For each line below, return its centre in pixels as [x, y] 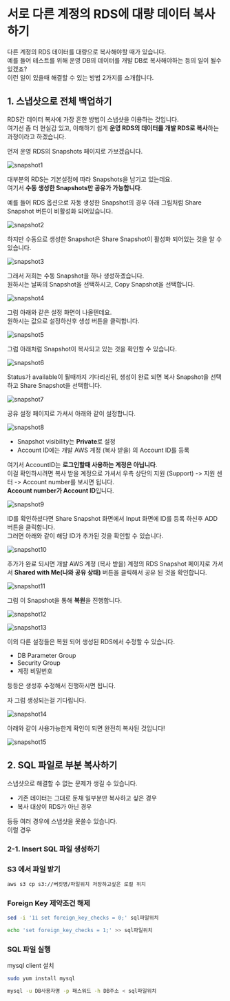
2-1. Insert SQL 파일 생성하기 [54, 849]
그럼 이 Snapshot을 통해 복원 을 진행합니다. [65, 600]
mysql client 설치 [31, 966]
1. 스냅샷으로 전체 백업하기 [60, 102]
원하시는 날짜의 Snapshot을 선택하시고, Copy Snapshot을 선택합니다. [101, 284]
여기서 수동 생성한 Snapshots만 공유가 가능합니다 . [75, 187]
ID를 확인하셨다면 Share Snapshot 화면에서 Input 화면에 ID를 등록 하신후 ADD [113, 518]
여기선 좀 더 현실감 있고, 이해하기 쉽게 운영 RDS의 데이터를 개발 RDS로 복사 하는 [113, 127]
